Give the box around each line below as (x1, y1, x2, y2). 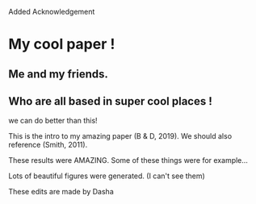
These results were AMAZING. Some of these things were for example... (8, 156, 249, 165)
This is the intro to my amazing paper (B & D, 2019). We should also (8, 131, 233, 141)
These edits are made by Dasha (8, 187, 115, 197)
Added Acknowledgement (8, 7, 95, 16)
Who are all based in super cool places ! (8, 94, 212, 108)
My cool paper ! (8, 35, 115, 53)
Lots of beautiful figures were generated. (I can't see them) (8, 171, 206, 181)
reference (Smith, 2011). (8, 140, 88, 150)
